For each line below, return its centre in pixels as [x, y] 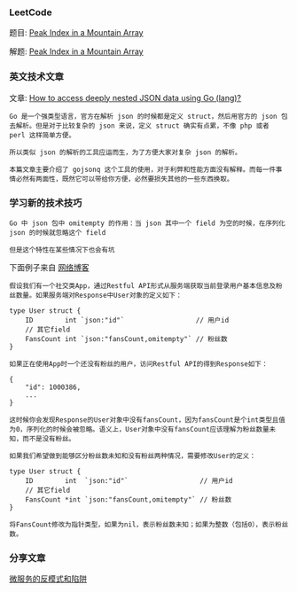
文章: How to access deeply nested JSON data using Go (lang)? [125, 97]
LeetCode [31, 12]
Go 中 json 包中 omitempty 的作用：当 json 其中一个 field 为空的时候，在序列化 [147, 223]
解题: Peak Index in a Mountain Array [76, 51]
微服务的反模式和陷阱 [48, 579]
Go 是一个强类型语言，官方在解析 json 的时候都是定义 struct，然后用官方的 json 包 [148, 116]
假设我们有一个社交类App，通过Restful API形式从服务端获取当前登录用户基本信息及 [143, 285]
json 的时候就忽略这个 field [58, 232]
